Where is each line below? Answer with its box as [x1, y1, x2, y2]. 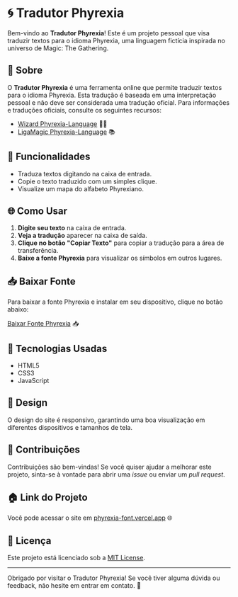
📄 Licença [7, 535, 52, 547]
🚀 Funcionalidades [7, 151, 91, 163]
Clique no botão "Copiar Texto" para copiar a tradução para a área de [17, 239, 225, 247]
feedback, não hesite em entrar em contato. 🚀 [7, 581, 142, 590]
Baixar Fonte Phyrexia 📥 [7, 319, 79, 328]
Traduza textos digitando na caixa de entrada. [17, 169, 152, 178]
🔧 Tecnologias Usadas [7, 342, 108, 355]
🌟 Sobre [7, 64, 43, 76]
